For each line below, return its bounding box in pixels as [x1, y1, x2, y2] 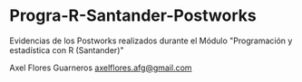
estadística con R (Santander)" [9, 44, 124, 55]
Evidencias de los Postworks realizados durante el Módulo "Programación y [9, 35, 293, 46]
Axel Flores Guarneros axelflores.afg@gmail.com [9, 62, 192, 73]
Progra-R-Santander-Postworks [9, 5, 257, 26]
